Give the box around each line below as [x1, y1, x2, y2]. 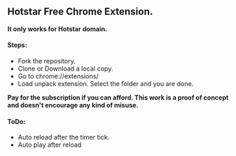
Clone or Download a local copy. [17, 64, 113, 73]
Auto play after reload [17, 140, 82, 149]
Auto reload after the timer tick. [17, 133, 110, 142]
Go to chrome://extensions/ [17, 72, 99, 80]
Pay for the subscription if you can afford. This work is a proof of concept [7, 93, 229, 102]
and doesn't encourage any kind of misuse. [7, 101, 139, 110]
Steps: [7, 41, 27, 49]
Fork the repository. [17, 57, 76, 66]
